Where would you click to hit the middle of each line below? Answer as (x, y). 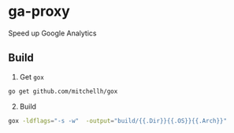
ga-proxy (39, 11)
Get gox (32, 76)
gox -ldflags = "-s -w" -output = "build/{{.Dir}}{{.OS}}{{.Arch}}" (117, 120)
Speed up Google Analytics (52, 33)
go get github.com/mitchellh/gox (63, 91)
